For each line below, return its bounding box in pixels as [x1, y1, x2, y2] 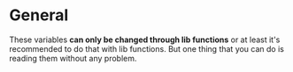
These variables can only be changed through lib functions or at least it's [9, 34, 281, 45]
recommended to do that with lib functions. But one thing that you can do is [9, 43, 285, 54]
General [9, 5, 69, 25]
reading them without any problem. [9, 53, 137, 63]
